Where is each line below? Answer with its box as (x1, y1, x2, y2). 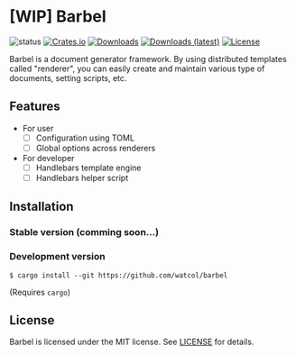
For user (22, 123, 54, 133)
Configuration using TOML (35, 132, 135, 143)
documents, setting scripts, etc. (9, 72, 127, 83)
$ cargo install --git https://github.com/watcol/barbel (9, 270, 228, 280)
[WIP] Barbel (9, 6, 106, 27)
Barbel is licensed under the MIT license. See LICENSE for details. (9, 336, 254, 348)
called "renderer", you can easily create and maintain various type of (9, 63, 265, 74)
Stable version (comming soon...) (9, 226, 160, 239)
